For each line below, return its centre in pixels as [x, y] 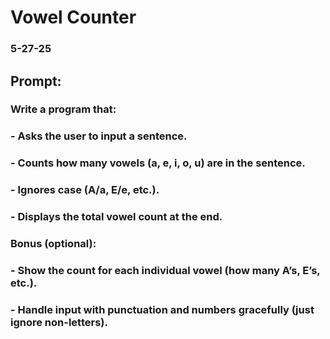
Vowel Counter [73, 17]
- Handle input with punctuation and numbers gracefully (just [162, 309]
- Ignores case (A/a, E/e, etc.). [85, 190]
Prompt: [36, 81]
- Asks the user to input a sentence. [99, 136]
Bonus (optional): [53, 244]
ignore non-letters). [59, 322]
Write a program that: [63, 109]
